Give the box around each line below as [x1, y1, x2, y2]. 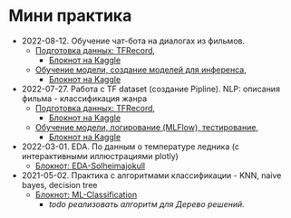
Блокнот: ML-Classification [34, 189, 138, 200]
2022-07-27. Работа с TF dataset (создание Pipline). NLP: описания [21, 83, 280, 94]
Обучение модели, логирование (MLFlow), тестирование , [34, 121, 259, 132]
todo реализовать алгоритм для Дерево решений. [48, 198, 246, 209]
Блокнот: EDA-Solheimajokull [34, 160, 146, 171]
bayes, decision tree [21, 179, 98, 190]
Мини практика [8, 5, 132, 26]
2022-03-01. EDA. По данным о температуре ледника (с [21, 141, 239, 152]
